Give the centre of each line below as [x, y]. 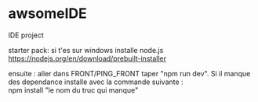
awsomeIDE [48, 14]
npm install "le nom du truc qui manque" [73, 90]
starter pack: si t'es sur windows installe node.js [86, 50]
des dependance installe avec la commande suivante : [96, 82]
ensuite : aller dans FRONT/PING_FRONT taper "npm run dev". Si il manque [129, 73]
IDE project [26, 35]
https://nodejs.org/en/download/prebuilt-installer [87, 58]
